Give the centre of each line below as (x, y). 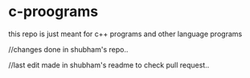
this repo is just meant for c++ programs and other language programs (125, 34)
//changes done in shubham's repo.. (68, 49)
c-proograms (53, 12)
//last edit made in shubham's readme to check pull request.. (109, 65)
